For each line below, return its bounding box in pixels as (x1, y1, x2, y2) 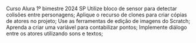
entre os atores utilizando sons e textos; (6, 30, 104, 37)
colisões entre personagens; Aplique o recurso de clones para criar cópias (6, 11, 187, 18)
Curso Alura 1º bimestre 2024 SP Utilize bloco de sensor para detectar (6, 5, 178, 12)
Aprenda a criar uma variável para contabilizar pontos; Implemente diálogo (6, 24, 187, 31)
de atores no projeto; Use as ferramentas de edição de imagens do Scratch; (6, 18, 190, 24)
